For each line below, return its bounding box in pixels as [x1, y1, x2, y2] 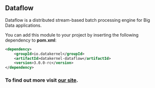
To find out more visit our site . [5, 77, 79, 84]
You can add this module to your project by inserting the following [5, 32, 139, 38]
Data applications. [5, 22, 42, 28]
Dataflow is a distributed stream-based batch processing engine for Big [5, 17, 150, 23]
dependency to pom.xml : [5, 37, 57, 43]
